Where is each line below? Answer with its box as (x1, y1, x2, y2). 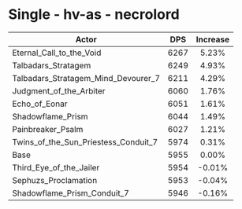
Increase (195, 34, 230, 45)
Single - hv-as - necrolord (8, 5, 180, 24)
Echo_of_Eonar (12, 98, 68, 109)
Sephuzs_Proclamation (12, 174, 98, 185)
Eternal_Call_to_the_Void (12, 47, 102, 58)
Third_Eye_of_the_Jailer (12, 162, 100, 173)
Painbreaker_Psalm (12, 123, 84, 134)
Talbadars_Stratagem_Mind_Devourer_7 (12, 72, 160, 83)
